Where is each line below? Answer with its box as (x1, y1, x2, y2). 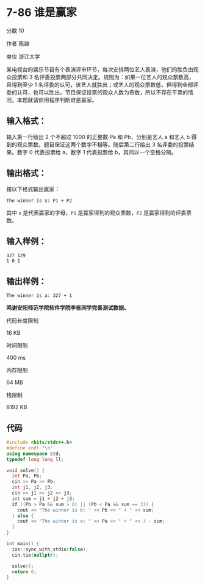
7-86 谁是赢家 (6, 5, 77, 20)
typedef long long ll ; (6, 456, 64, 462)
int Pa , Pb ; (12, 473, 43, 479)
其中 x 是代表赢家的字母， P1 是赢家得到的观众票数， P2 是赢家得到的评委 (6, 209, 187, 216)
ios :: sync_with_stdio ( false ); (12, 546, 88, 552)
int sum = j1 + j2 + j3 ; (12, 495, 75, 502)
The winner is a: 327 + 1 (6, 293, 72, 299)
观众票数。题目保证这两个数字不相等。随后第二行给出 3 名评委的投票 (16, 141, 189, 148)
